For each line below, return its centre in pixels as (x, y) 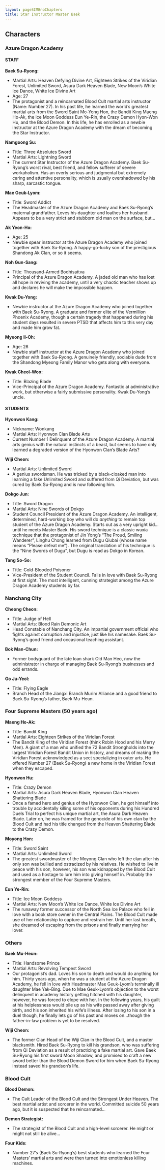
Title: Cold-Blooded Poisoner (41, 570)
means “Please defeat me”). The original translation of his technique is (83, 546)
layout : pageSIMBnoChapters (34, 10)
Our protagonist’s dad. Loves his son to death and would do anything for (85, 974)
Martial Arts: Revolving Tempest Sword (52, 969)
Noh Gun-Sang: (21, 262)
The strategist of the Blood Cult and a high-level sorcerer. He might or (83, 1129)
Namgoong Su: (21, 142)
